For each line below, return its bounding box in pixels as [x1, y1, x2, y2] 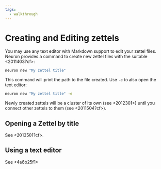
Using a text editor [5, 146, 62, 154]
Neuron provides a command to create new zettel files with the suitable [5, 54, 148, 60]
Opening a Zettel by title [5, 119, 79, 127]
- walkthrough [9, 12, 38, 16]
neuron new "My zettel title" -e [5, 92, 73, 96]
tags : [5, 7, 16, 12]
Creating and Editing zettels [5, 32, 120, 44]
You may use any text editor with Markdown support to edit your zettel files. [5, 48, 157, 54]
